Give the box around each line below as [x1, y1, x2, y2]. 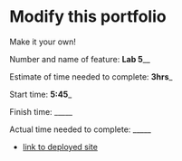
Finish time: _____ [9, 106, 73, 117]
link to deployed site [22, 141, 98, 152]
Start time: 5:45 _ [9, 89, 72, 99]
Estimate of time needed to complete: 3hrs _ [9, 71, 173, 82]
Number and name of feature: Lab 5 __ [9, 53, 151, 64]
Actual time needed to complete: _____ [9, 124, 151, 135]
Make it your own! [9, 36, 77, 47]
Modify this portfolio [9, 6, 167, 27]
